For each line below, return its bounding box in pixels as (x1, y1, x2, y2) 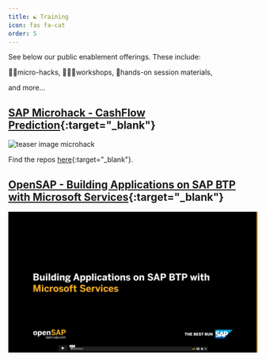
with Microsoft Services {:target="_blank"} (8, 190, 224, 204)
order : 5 (8, 29, 37, 37)
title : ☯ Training (8, 13, 69, 21)
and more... (8, 83, 46, 93)
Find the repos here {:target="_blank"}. (8, 155, 134, 164)
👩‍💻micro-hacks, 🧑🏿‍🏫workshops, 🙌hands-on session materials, (8, 67, 213, 77)
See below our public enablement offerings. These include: (8, 52, 201, 62)
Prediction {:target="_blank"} (8, 118, 156, 132)
